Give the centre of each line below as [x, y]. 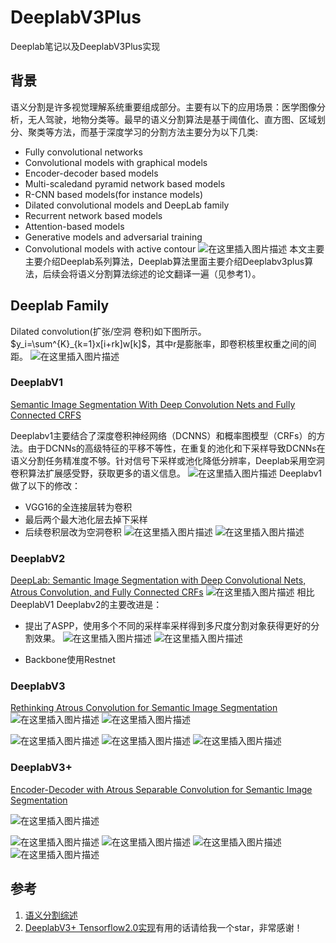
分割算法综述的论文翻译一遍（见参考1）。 [178, 273]
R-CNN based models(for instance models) [114, 194]
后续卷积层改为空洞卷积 [73, 532]
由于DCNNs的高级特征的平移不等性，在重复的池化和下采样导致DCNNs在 [176, 448]
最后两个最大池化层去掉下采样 [86, 519]
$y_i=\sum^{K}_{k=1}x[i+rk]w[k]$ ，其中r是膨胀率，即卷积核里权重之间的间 [163, 343]
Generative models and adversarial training [113, 237]
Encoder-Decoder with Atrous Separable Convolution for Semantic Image [161, 789]
